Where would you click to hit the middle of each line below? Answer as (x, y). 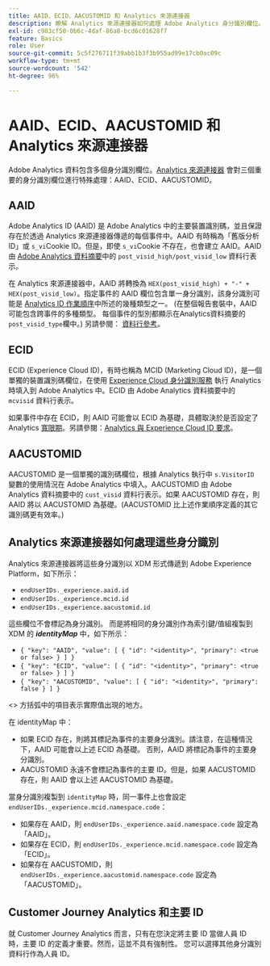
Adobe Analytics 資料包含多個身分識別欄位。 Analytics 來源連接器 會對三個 (132, 170)
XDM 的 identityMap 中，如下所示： (69, 633)
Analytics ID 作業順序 (59, 304)
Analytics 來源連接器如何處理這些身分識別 (114, 542)
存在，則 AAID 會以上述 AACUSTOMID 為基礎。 (99, 779)
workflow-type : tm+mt (45, 61)
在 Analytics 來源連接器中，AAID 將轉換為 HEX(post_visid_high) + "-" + (129, 283)
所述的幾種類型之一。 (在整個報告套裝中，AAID (179, 304)
